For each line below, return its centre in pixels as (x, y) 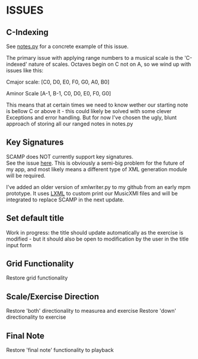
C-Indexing (27, 32)
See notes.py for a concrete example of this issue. (68, 46)
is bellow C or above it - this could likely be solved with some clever (89, 111)
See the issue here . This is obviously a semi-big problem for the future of (95, 163)
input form (19, 245)
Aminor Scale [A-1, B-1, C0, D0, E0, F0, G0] (59, 93)
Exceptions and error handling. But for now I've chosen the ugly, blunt (91, 117)
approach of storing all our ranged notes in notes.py (70, 124)
